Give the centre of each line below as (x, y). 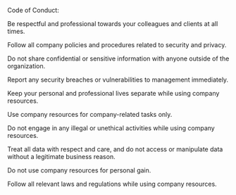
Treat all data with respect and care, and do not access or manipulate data (115, 149)
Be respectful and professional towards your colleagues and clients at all (113, 24)
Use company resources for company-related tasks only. (90, 114)
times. (16, 31)
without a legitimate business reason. (61, 157)
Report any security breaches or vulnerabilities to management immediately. (118, 80)
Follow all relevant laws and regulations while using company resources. (112, 184)
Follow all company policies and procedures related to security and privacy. (117, 45)
